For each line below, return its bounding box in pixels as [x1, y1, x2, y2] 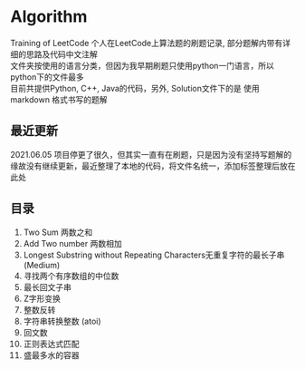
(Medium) [23, 259, 61, 270]
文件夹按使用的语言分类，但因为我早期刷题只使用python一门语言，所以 [10, 60, 274, 71]
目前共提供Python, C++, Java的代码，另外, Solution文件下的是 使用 [10, 83, 261, 93]
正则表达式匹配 [23, 338, 80, 349]
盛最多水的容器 [23, 349, 80, 360]
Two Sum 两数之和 [23, 227, 93, 238]
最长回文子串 [23, 281, 71, 292]
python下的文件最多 [10, 71, 84, 83]
